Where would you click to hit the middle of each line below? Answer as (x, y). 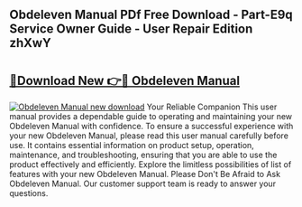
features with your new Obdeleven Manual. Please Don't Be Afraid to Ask (145, 174)
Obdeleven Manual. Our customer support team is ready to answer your (143, 183)
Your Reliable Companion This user (212, 107)
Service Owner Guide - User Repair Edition (131, 29)
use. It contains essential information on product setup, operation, (132, 145)
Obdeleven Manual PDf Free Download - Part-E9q (151, 15)
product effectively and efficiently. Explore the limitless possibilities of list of (151, 165)
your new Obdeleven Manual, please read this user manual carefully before (149, 136)
